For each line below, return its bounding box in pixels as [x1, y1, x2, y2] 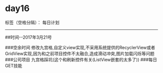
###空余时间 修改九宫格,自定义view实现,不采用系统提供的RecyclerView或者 [5, 44, 155, 50]
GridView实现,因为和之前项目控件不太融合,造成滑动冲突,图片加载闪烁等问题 [5, 50, 155, 56]
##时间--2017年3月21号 [5, 34, 52, 40]
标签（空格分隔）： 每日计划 [5, 19, 60, 25]
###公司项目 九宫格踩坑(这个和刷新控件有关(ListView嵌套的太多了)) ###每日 [5, 57, 158, 62]
